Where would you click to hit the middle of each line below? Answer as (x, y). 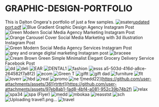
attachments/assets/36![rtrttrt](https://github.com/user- (61, 84)
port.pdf (13, 27)
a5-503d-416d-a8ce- (125, 68)
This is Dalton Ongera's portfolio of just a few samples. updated (77, 22)
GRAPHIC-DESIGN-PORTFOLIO (69, 9)
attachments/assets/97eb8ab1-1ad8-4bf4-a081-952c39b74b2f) (69, 89)
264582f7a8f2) (20, 73)
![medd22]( (91, 79)
